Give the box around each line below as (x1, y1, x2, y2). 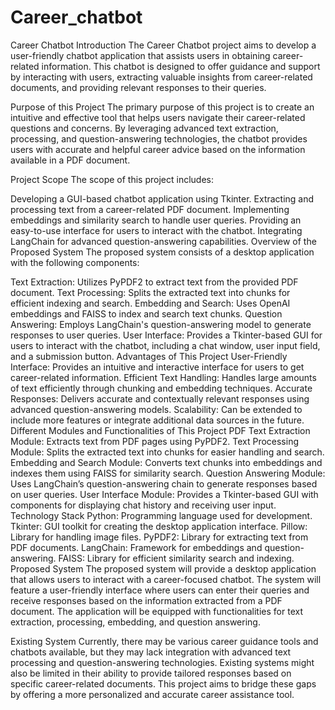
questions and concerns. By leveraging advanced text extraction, (10, 122, 279, 134)
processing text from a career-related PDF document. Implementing (10, 203, 290, 215)
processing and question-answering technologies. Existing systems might (10, 656, 315, 668)
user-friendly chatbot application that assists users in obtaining (10, 49, 271, 61)
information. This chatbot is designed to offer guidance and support (41, 60, 321, 72)
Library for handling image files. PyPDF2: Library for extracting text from (10, 531, 309, 543)
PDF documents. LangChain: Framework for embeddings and (10, 541, 263, 553)
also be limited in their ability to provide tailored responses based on (10, 667, 292, 679)
